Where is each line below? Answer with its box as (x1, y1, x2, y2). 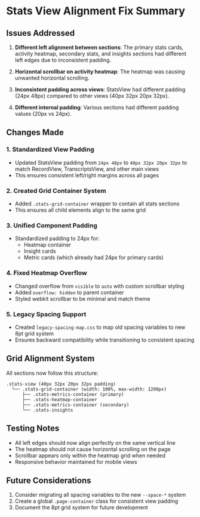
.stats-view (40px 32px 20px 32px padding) (6, 381, 116, 387)
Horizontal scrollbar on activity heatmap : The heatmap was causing (14, 68, 185, 75)
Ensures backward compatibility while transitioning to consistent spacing (14, 336, 195, 343)
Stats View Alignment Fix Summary (6, 4, 186, 18)
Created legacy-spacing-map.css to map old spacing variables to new (14, 324, 186, 331)
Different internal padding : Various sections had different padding (14, 104, 179, 111)
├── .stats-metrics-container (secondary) (21, 402, 130, 408)
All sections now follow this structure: (6, 369, 99, 377)
